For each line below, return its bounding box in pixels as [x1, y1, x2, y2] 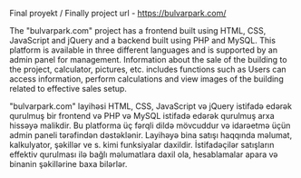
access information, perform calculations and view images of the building [9, 74, 284, 84]
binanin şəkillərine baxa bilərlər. [9, 159, 128, 169]
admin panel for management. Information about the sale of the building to [9, 54, 287, 64]
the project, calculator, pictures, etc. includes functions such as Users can [9, 64, 287, 74]
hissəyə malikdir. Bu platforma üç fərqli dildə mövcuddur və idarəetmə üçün [9, 120, 291, 131]
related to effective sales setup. [9, 84, 127, 94]
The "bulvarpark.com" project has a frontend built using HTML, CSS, [9, 25, 267, 35]
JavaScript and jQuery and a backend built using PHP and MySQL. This [9, 35, 277, 45]
